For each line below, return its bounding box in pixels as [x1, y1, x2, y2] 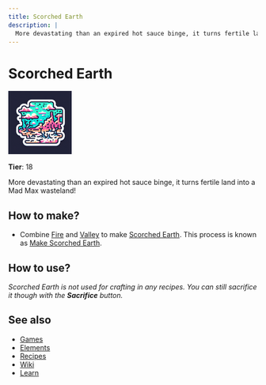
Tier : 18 [8, 162, 33, 172]
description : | [8, 21, 59, 29]
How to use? [8, 261, 71, 274]
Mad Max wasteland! [8, 186, 77, 195]
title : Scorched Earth [8, 13, 83, 21]
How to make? [8, 209, 80, 222]
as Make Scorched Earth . [19, 238, 103, 248]
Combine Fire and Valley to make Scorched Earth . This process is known [19, 230, 257, 240]
